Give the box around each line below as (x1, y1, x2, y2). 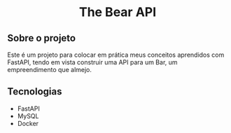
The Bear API (78, 4, 157, 20)
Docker (17, 119, 39, 127)
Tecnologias (7, 85, 62, 98)
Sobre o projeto (7, 32, 76, 44)
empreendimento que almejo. (7, 66, 92, 73)
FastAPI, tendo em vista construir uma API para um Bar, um (7, 58, 178, 66)
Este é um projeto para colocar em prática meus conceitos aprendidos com (7, 50, 225, 59)
